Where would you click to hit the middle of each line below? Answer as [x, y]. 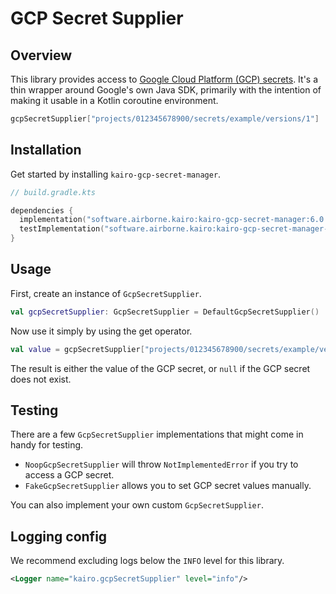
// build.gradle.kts [53, 192]
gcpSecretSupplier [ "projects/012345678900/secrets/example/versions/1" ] [165, 119]
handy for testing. [47, 445]
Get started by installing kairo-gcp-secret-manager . [116, 174]
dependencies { [42, 210]
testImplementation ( [62, 229]
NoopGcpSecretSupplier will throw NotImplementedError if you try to [161, 464]
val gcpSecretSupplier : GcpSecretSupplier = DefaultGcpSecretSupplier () [165, 312]
